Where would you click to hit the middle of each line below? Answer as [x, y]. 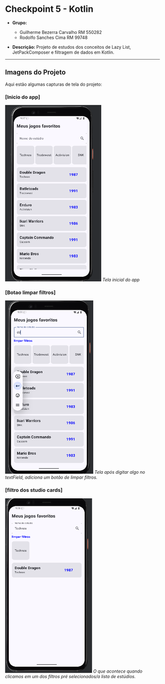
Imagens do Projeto [36, 72]
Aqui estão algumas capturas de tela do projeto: [54, 84]
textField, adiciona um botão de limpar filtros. [51, 477]
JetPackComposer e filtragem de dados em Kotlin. [63, 52]
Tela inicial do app [121, 280]
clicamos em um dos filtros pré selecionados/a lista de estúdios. [70, 676]
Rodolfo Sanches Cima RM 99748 [54, 37]
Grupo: [19, 23]
